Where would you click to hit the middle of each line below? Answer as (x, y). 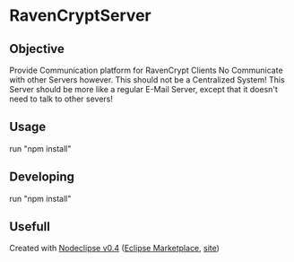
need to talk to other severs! (61, 99)
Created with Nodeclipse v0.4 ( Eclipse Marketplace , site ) (114, 249)
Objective (37, 49)
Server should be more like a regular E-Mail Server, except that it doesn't (143, 89)
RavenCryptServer (80, 16)
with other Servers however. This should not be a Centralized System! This (147, 80)
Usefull (30, 227)
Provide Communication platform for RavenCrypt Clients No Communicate (147, 70)
